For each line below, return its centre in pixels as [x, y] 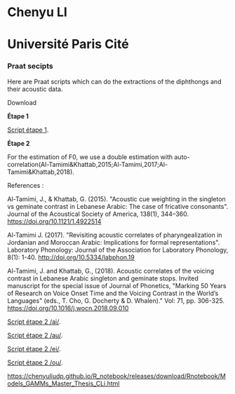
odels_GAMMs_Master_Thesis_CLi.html [63, 383]
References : [26, 185]
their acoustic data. [35, 89]
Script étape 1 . [28, 130]
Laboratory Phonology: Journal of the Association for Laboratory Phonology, [118, 250]
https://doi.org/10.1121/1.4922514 [54, 221]
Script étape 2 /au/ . [35, 335]
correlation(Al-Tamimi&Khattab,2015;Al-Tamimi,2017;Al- [88, 164]
